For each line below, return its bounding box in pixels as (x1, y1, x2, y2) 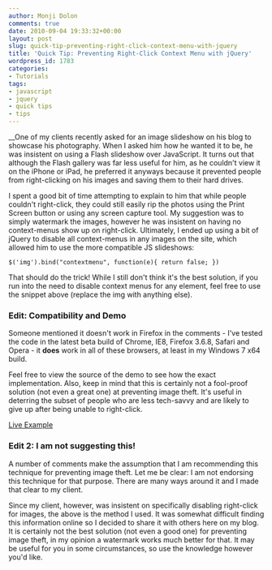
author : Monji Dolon (8, 11, 79, 20)
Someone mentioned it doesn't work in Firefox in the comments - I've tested (8, 328, 263, 338)
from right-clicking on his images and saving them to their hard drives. (8, 175, 244, 185)
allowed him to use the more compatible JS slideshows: (8, 242, 195, 252)
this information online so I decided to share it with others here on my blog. (8, 517, 260, 527)
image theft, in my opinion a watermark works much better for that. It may (8, 534, 255, 544)
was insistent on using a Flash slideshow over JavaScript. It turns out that (8, 149, 254, 159)
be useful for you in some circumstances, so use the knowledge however (8, 543, 253, 553)
